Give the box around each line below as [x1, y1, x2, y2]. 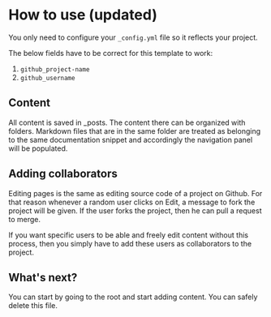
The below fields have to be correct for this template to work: [8, 48, 213, 58]
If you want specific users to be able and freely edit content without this [8, 229, 249, 240]
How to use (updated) [8, 6, 158, 24]
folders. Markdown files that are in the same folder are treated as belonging [8, 126, 261, 135]
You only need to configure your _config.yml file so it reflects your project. [8, 32, 258, 42]
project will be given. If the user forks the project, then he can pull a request [8, 205, 262, 216]
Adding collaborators [8, 167, 118, 181]
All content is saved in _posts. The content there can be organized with [8, 118, 246, 127]
